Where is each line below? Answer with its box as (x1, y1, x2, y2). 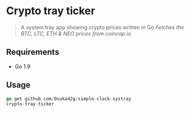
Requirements (6, 47, 59, 57)
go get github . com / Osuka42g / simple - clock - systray (6, 96, 132, 102)
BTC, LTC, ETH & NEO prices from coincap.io (20, 30, 132, 37)
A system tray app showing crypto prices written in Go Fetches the (20, 24, 184, 31)
